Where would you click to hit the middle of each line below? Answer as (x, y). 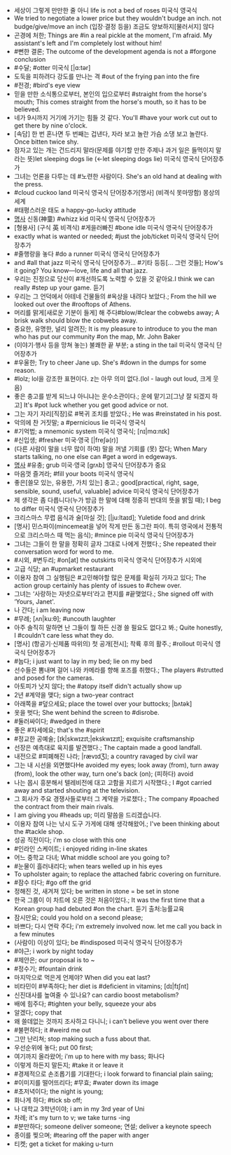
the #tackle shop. (39, 832)
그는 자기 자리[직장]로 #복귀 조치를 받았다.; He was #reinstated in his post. (118, 414)
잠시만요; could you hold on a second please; (78, 917)
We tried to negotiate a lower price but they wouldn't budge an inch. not (118, 18)
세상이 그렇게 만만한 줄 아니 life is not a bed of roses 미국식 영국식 (105, 10)
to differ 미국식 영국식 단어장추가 (59, 509)
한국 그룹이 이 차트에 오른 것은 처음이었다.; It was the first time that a (109, 900)
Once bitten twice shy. (46, 142)
